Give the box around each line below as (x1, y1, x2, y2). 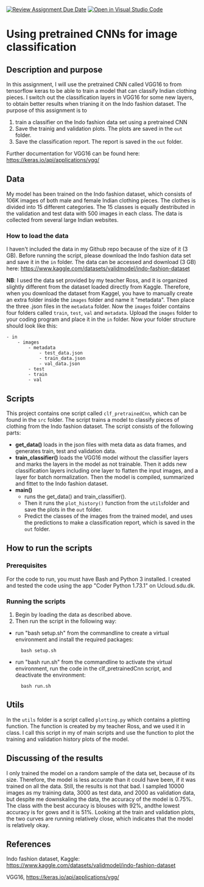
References (6, 839, 51, 849)
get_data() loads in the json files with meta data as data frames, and (15, 441, 187, 448)
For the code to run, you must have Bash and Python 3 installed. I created (6, 575, 191, 583)
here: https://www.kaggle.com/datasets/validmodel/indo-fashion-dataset (6, 265, 190, 272)
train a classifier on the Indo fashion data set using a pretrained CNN (15, 119, 188, 125)
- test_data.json (38, 350, 83, 356)
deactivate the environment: (15, 671, 86, 679)
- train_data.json (38, 355, 86, 362)
